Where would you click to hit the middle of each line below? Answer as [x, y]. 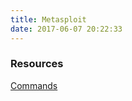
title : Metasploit [48, 19]
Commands [34, 85]
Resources [37, 64]
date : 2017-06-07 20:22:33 [66, 29]
